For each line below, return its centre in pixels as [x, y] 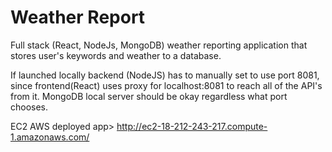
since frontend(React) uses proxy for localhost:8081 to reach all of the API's [166, 85]
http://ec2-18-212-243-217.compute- [192, 126]
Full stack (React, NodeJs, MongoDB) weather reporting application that [159, 45]
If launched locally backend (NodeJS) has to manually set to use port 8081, [165, 75]
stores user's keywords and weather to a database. [116, 55]
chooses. [29, 107]
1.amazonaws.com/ [50, 137]
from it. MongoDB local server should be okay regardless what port [149, 96]
